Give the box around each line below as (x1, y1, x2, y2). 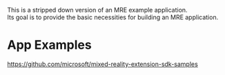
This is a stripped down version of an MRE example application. (7, 6, 188, 14)
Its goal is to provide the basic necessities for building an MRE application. (7, 13, 219, 21)
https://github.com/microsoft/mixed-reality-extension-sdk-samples (7, 60, 198, 68)
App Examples (7, 37, 92, 53)
